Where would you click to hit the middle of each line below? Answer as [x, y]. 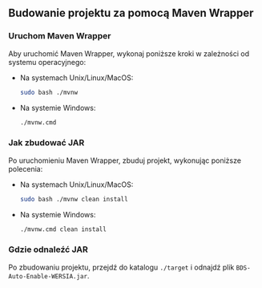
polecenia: [26, 168]
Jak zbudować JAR [46, 143]
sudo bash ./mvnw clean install [74, 199]
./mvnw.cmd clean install [63, 229]
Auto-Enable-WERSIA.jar [48, 276]
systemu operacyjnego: [47, 62]
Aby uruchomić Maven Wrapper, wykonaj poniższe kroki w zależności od [129, 53]
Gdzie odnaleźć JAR [48, 249]
